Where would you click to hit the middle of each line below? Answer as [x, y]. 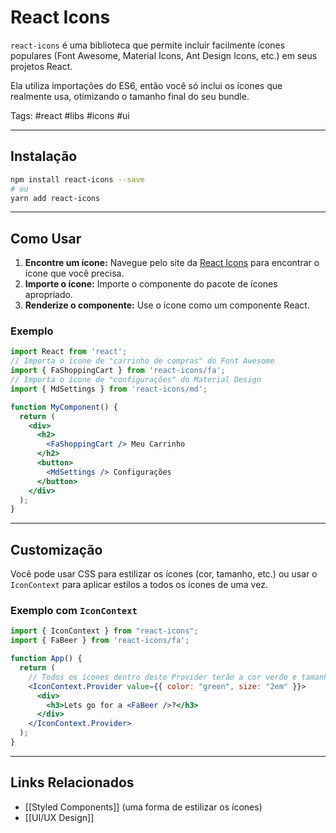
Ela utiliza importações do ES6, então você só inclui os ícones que [146, 85]
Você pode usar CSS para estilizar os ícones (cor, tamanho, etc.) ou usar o [164, 574]
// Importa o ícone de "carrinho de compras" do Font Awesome [142, 361]
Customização [56, 549]
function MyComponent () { [64, 407]
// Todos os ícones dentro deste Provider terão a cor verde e [163, 677]
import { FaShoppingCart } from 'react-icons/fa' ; [118, 371]
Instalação [44, 156]
